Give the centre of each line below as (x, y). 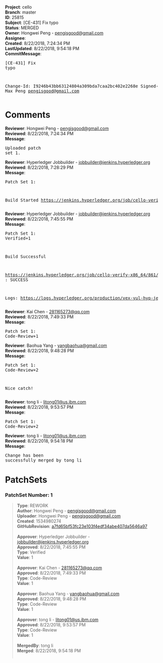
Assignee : (16, 38)
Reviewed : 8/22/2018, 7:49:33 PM (39, 317)
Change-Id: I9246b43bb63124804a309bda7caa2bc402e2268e (72, 86)
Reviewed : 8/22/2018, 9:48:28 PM (40, 350)
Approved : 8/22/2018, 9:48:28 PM (51, 599)
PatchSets (26, 480)
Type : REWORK (33, 506)
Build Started (22, 200)
